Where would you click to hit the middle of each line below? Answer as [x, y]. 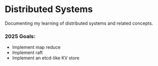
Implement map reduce [36, 47]
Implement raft [27, 53]
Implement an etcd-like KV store [46, 58]
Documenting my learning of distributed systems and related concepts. [79, 23]
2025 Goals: [20, 36]
